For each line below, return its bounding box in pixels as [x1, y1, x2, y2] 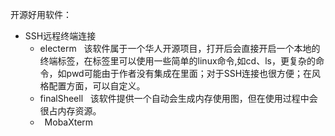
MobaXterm [44, 116, 94, 128]
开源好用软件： [10, 9, 72, 20]
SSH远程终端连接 [24, 30, 97, 42]
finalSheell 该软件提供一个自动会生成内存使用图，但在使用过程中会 [39, 93, 318, 104]
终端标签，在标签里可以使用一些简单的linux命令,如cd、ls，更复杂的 [39, 55, 316, 67]
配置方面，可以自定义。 [48, 80, 146, 92]
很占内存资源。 [39, 105, 102, 117]
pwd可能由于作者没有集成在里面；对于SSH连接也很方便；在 [66, 68, 313, 79]
